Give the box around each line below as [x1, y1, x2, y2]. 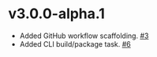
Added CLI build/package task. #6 [19, 39, 132, 48]
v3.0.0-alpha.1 [8, 5, 105, 23]
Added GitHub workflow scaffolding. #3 [19, 31, 149, 40]
